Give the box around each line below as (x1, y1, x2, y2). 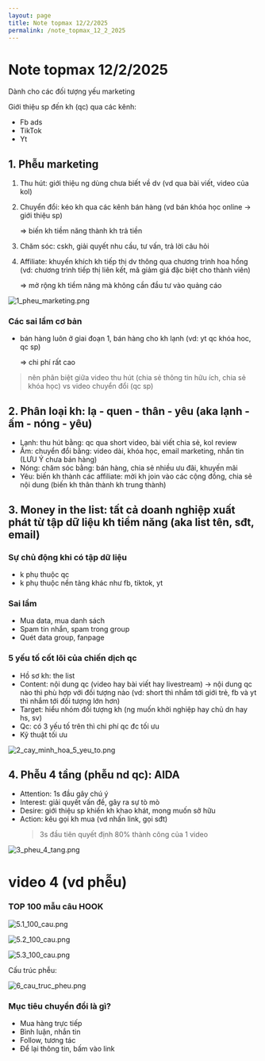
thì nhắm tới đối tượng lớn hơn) (19, 696, 121, 705)
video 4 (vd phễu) (8, 873, 127, 891)
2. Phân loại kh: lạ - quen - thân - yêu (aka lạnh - (8, 404, 250, 417)
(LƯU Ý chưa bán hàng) (19, 455, 98, 464)
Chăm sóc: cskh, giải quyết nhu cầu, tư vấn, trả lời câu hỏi (19, 241, 209, 251)
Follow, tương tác (19, 1036, 76, 1045)
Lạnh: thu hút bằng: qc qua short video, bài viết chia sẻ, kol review (19, 438, 237, 448)
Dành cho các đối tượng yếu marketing (8, 86, 136, 96)
